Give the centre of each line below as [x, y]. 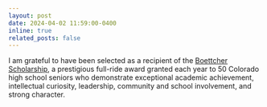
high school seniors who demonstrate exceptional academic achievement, [131, 77]
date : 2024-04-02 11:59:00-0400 [62, 23]
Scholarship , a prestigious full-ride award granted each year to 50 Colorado [134, 69]
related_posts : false [45, 38]
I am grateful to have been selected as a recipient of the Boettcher [118, 61]
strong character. [37, 95]
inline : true [30, 30]
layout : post [30, 16]
